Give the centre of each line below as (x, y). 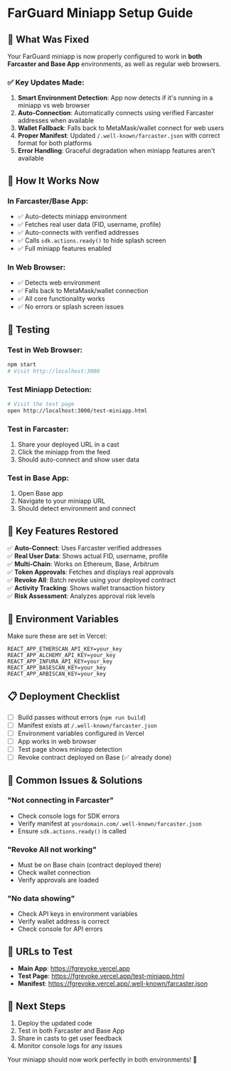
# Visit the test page (41, 404)
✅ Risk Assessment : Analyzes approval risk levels (81, 596)
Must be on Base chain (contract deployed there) (90, 865)
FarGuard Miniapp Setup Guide (100, 13)
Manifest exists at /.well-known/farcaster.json (87, 725)
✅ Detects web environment (59, 283)
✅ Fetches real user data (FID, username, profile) (89, 224)
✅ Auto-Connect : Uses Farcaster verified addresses (85, 548)
